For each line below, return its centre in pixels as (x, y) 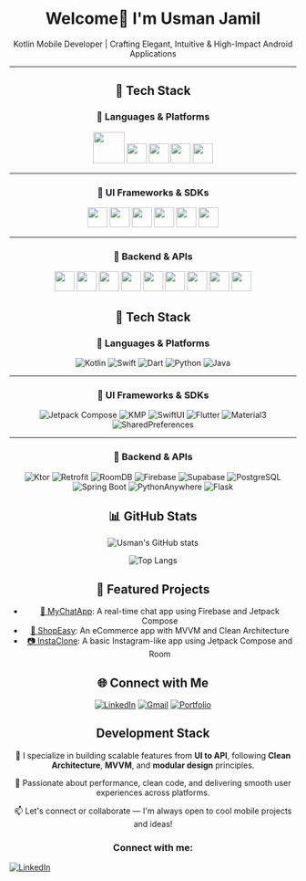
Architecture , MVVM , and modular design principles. (153, 765)
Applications (153, 53)
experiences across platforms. (153, 792)
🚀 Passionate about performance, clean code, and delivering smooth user (153, 782)
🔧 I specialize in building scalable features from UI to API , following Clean (153, 755)
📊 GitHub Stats (153, 516)
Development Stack (153, 734)
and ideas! (153, 823)
